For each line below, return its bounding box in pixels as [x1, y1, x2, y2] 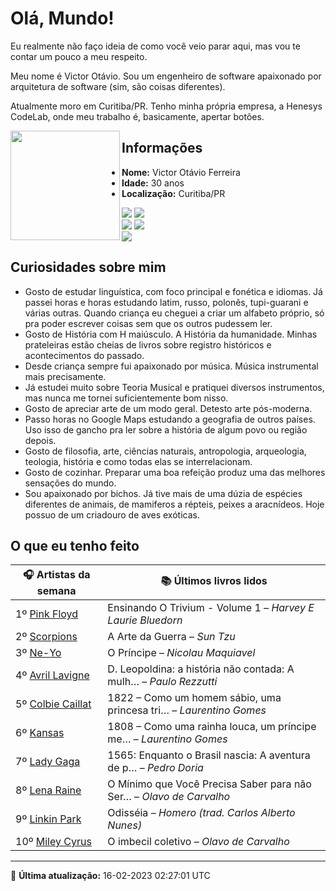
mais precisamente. [24, 370, 107, 382]
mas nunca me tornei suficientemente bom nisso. [24, 392, 229, 404]
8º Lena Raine [15, 783, 82, 797]
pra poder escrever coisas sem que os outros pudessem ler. [24, 317, 273, 329]
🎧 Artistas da [22, 568, 91, 582]
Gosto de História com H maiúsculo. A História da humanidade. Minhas [24, 328, 318, 340]
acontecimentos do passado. [24, 349, 145, 361]
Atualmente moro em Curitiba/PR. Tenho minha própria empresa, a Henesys [10, 100, 323, 112]
